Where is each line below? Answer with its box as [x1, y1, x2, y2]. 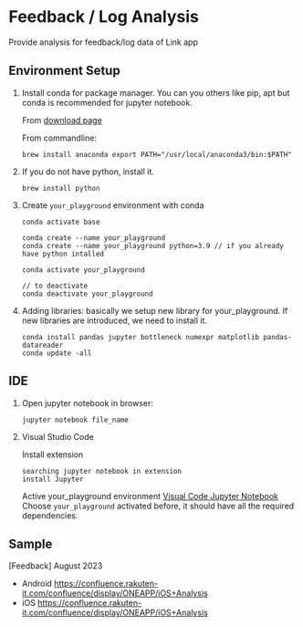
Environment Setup [8, 63, 120, 78]
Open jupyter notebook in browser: [21, 397, 154, 408]
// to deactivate [21, 281, 89, 290]
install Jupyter [21, 475, 84, 484]
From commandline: [21, 132, 98, 143]
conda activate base [21, 217, 100, 226]
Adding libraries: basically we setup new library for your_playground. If [21, 305, 288, 316]
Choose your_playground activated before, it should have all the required [21, 500, 295, 511]
